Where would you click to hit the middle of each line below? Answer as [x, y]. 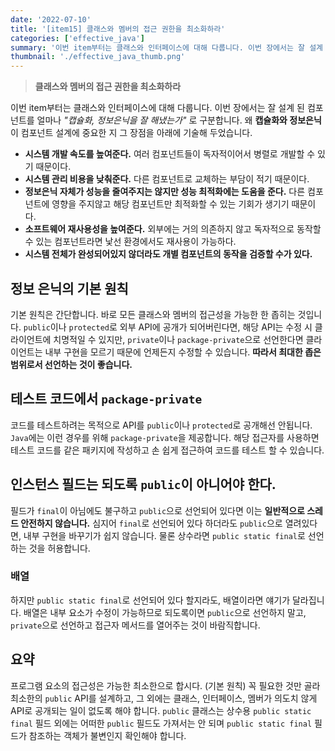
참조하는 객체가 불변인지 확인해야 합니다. [107, 735]
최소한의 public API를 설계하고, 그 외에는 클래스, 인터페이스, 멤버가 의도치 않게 [164, 698]
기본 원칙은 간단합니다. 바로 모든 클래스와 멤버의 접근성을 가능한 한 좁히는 [153, 314]
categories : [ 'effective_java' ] [77, 38]
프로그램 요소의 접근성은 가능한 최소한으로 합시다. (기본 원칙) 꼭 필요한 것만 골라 [165, 685]
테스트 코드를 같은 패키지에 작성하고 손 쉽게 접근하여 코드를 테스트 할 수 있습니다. [167, 450]
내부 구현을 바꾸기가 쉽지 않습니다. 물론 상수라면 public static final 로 [164, 535]
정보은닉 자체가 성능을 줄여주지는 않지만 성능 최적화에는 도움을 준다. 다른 [165, 192]
